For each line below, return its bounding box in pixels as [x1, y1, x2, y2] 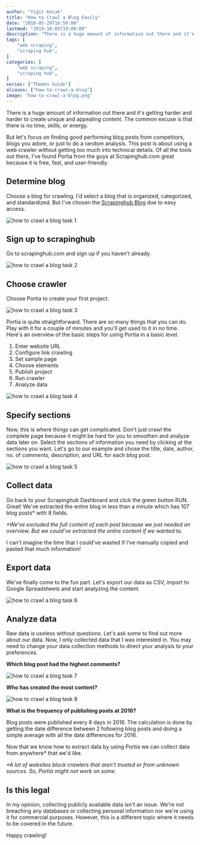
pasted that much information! [6, 545, 81, 553]
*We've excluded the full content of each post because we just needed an [6, 521, 191, 528]
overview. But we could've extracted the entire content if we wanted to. [6, 527, 183, 535]
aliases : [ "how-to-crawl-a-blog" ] [6, 87, 93, 93]
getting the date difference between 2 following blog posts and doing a [6, 725, 182, 733]
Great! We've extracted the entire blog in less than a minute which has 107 [6, 503, 190, 510]
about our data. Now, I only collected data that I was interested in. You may [6, 636, 192, 643]
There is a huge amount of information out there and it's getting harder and [6, 109, 192, 116]
